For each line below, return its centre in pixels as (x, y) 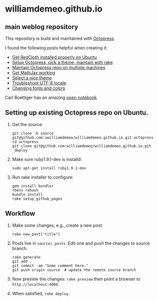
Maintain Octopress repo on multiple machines (59, 67)
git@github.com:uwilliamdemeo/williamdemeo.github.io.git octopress (83, 137)
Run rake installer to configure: (43, 177)
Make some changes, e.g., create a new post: (57, 225)
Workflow (20, 214)
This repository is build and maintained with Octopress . (60, 38)
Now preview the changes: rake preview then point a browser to (76, 279)
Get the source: (28, 124)
